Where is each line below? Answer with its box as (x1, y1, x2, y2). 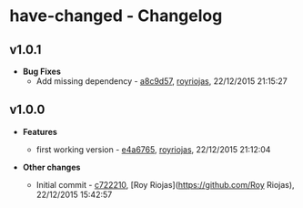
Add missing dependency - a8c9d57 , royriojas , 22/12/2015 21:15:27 (35, 76, 288, 87)
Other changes (22, 161, 81, 172)
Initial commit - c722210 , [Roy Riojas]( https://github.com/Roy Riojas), (35, 179, 295, 190)
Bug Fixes (22, 66, 61, 77)
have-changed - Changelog (9, 5, 223, 26)
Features (22, 126, 57, 137)
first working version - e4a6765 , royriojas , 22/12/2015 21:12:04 (35, 143, 271, 155)
